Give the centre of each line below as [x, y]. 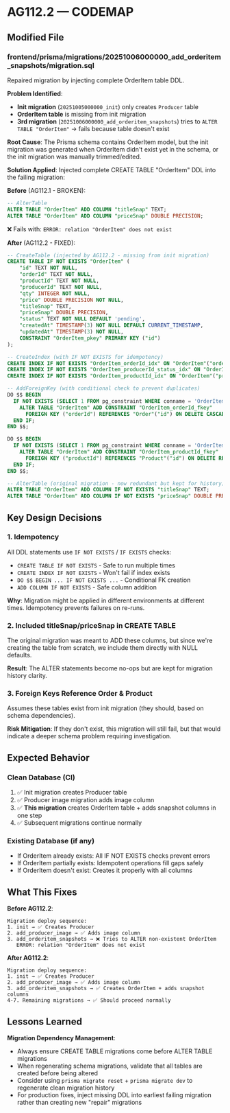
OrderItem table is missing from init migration [81, 114]
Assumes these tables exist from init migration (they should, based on [105, 708]
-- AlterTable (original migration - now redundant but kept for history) [116, 483]
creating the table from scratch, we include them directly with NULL [103, 648]
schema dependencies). [41, 716]
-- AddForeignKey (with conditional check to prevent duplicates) [104, 388]
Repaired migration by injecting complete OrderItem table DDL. [96, 80]
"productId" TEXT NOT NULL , [59, 281]
